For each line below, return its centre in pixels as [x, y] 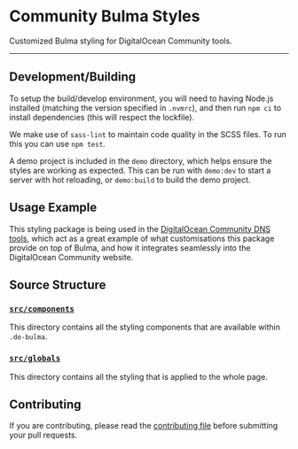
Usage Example [53, 208]
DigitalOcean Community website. [71, 257]
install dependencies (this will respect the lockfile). [102, 117]
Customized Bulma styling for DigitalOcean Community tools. [121, 41]
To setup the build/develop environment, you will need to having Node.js [141, 98]
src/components [42, 309]
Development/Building [73, 77]
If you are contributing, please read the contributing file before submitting [144, 426]
